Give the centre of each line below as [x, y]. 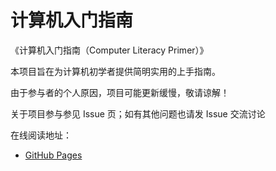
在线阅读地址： [41, 135]
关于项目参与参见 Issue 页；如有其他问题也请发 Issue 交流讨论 [138, 113]
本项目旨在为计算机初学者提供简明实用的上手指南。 [115, 71]
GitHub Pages [53, 155]
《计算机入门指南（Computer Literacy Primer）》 [109, 50]
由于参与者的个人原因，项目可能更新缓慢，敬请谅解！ [120, 92]
